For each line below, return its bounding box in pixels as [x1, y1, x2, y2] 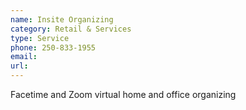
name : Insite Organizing [10, 14, 114, 25]
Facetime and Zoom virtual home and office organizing [10, 89, 237, 100]
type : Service [10, 33, 70, 43]
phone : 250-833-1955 [10, 42, 97, 53]
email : [10, 52, 38, 62]
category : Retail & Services [10, 24, 132, 34]
